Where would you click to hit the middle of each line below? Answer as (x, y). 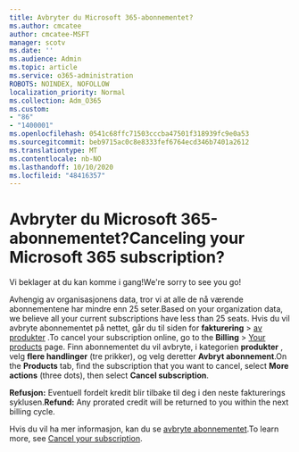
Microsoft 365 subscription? (117, 258)
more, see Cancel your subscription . (76, 439)
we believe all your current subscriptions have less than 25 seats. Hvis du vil (149, 319)
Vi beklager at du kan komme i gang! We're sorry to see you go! (125, 282)
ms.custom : (29, 109)
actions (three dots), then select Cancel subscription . (109, 375)
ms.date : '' (31, 51)
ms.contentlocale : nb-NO (55, 159)
